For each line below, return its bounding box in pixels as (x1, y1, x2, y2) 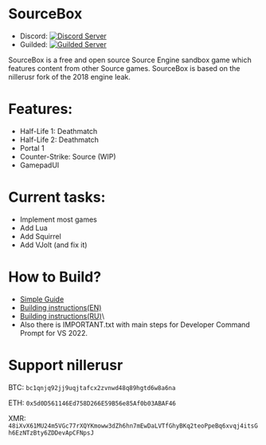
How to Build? (8, 268, 102, 286)
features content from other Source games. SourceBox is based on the (8, 63, 241, 73)
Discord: (19, 31, 48, 41)
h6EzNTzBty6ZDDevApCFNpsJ (8, 428, 94, 437)
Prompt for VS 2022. (19, 328, 88, 337)
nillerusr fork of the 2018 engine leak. (8, 72, 131, 81)
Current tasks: (8, 188, 106, 207)
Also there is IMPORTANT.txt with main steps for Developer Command (19, 320, 251, 329)
